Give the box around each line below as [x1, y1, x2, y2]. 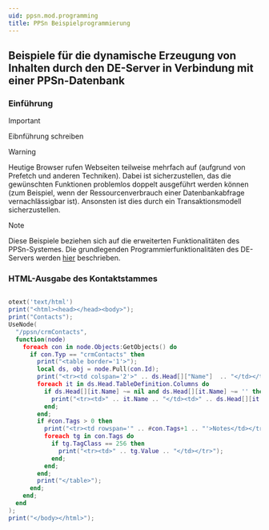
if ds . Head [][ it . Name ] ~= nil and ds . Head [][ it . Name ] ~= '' [43, 387, 249, 395]
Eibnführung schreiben [8, 131, 84, 141]
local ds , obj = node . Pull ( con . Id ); [37, 365, 159, 373]
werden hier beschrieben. [35, 253, 121, 263]
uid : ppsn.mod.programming [8, 11, 98, 20]
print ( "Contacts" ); [8, 313, 74, 321]
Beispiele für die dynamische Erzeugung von [8, 49, 237, 62]
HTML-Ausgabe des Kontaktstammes [8, 273, 158, 284]
